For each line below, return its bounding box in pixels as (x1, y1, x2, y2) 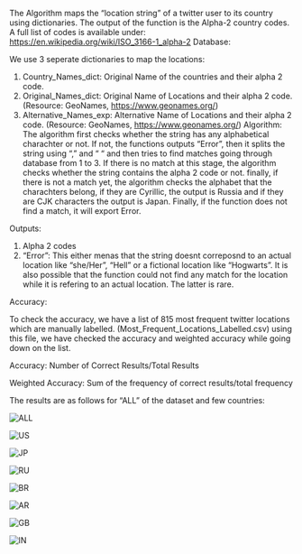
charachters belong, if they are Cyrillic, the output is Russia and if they (22, 187, 284, 197)
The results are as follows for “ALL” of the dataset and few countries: (9, 395, 266, 405)
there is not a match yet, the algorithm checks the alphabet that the (22, 177, 272, 188)
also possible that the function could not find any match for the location (22, 270, 288, 280)
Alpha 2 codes (22, 241, 77, 251)
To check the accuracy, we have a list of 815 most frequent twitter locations (9, 314, 290, 324)
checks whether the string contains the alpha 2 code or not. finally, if (22, 167, 279, 178)
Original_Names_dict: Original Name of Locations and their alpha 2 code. (22, 90, 293, 101)
